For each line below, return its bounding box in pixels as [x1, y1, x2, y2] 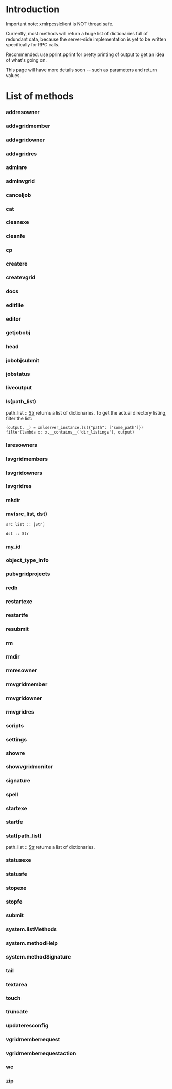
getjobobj [6, 329, 30, 336]
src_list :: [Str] [6, 522, 45, 527]
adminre [6, 163, 27, 171]
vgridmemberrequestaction [6, 1049, 76, 1057]
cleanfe [6, 233, 25, 240]
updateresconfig [6, 1022, 49, 1029]
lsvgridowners [6, 469, 43, 476]
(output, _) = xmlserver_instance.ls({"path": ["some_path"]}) [6, 425, 144, 430]
